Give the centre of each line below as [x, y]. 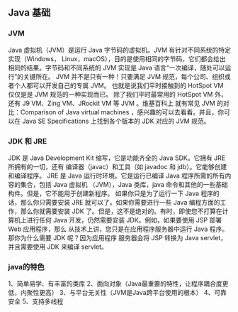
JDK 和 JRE [28, 141]
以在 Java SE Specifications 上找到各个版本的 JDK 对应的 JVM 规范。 [109, 121]
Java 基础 [29, 13]
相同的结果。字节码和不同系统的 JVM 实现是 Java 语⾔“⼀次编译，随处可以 [117, 68]
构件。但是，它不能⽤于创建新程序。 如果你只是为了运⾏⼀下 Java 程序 [111, 193]
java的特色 [26, 267]
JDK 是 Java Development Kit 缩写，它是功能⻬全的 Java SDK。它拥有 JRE [117, 158]
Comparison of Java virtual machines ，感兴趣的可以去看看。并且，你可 [125, 112]
